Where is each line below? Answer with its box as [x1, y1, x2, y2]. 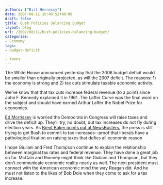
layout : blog [5, 25, 32, 30]
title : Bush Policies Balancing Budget [5, 20, 86, 26]
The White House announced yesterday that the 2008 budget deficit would [5, 70, 155, 76]
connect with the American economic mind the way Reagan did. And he [5, 165, 148, 171]
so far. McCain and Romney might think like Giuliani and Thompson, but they [5, 155, 158, 161]
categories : [5, 34, 29, 39]
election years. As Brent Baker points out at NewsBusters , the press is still [5, 125, 153, 131]
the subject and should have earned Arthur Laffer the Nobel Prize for [5, 100, 143, 106]
